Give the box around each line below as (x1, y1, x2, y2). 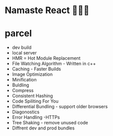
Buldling (12, 82, 29, 88)
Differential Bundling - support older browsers (12, 104, 108, 110)
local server (12, 50, 37, 56)
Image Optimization (12, 71, 53, 77)
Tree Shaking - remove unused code (12, 120, 89, 126)
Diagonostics (12, 109, 40, 115)
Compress (12, 87, 34, 94)
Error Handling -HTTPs (12, 114, 60, 120)
